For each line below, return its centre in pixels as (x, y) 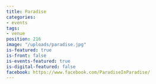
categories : (21, 17)
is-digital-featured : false (41, 67)
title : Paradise (26, 12)
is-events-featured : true (38, 61)
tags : (13, 28)
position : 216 (24, 39)
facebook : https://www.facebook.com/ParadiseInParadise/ (78, 72)
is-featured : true (29, 50)
